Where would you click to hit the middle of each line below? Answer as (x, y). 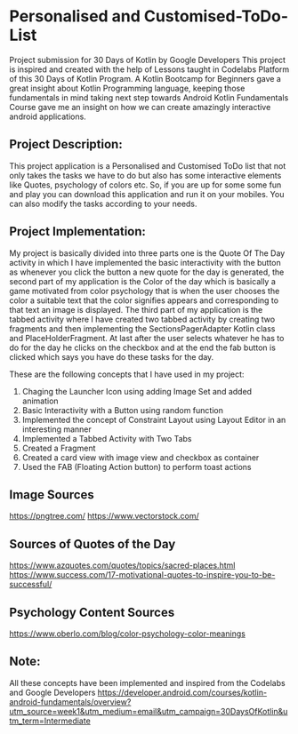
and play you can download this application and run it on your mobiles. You (147, 194)
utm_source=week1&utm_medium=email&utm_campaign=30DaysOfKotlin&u (149, 711)
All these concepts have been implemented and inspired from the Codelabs (148, 682)
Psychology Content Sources (92, 612)
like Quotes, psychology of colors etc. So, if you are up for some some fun (145, 185)
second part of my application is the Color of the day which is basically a (142, 281)
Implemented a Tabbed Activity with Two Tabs (107, 438)
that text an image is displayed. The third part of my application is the (136, 309)
